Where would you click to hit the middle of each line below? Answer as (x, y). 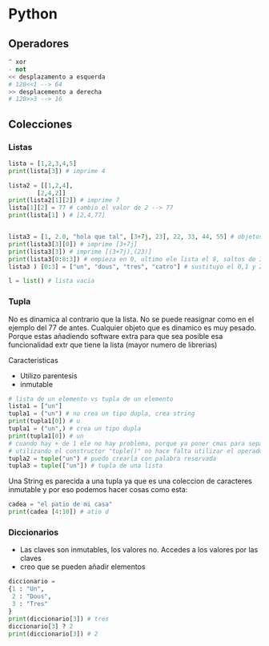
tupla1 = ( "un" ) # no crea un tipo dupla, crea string (102, 414)
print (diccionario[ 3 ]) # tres (59, 619)
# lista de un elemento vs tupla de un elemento (91, 399)
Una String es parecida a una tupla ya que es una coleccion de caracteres (130, 481)
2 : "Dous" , (32, 597)
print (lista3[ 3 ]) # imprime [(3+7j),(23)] (80, 252)
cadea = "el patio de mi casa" (60, 505)
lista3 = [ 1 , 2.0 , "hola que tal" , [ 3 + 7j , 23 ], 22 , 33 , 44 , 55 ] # (121, 237)
